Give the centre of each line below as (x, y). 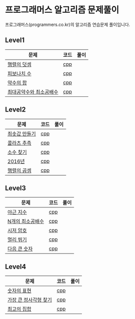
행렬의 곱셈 (19, 170)
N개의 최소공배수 (26, 222)
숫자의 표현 (19, 291)
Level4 (16, 266)
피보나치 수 (19, 73)
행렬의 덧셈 (19, 64)
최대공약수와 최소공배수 (33, 92)
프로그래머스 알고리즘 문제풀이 (62, 10)
